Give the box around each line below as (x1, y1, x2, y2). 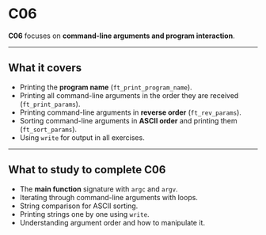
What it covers (8, 61, 82, 75)
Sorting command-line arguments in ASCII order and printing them (19, 116, 237, 125)
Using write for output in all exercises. (19, 132, 145, 142)
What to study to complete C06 (8, 163, 166, 176)
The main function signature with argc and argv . (19, 184, 178, 194)
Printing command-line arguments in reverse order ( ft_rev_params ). (19, 108, 241, 117)
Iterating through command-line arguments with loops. (19, 192, 198, 202)
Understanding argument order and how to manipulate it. (19, 218, 206, 227)
